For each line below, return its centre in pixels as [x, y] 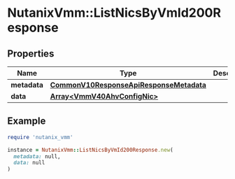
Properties [31, 53]
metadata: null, [37, 156]
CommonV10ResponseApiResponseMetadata [128, 85]
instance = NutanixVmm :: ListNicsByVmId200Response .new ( [90, 150]
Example [27, 121]
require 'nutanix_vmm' [40, 137]
